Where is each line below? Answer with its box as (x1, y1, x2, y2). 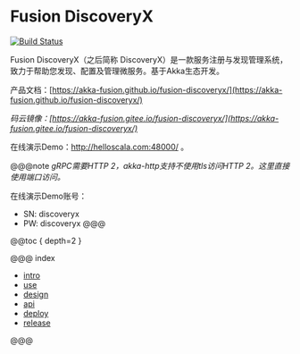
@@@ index (10, 252, 56, 263)
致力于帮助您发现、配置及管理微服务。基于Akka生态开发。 (10, 65, 224, 76)
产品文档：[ (10, 84, 53, 95)
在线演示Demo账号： (10, 190, 87, 201)
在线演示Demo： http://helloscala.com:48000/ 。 (10, 141, 189, 152)
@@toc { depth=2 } (10, 235, 82, 246)
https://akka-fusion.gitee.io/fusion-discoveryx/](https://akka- (52, 113, 279, 123)
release (22, 317, 52, 328)
